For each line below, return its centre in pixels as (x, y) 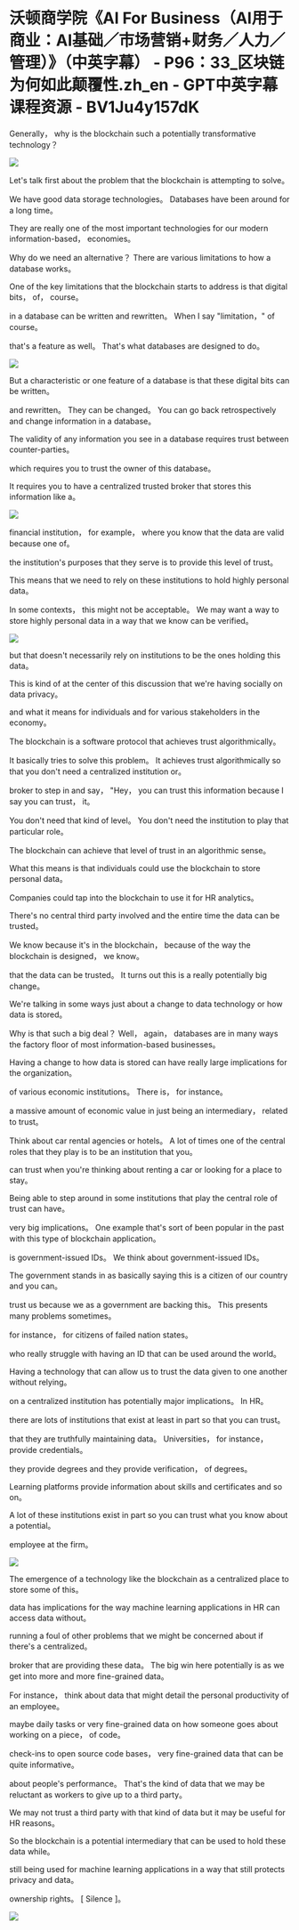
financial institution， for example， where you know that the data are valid (147, 532)
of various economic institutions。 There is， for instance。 (119, 1092)
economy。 (30, 723)
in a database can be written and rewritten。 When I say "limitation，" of (142, 316)
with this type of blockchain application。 (85, 1239)
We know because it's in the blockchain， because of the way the (130, 945)
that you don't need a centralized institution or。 (98, 771)
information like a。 (45, 497)
